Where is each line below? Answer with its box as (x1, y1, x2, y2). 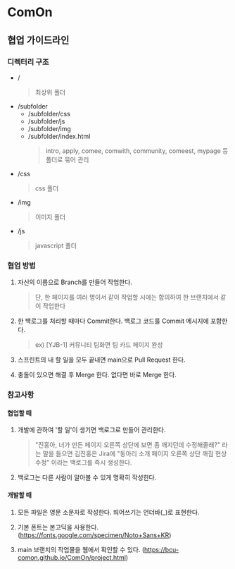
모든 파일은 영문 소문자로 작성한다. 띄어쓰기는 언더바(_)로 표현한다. (17, 508, 200, 516)
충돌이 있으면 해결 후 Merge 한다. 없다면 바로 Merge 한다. (17, 371, 177, 379)
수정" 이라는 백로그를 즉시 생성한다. (34, 458, 132, 467)
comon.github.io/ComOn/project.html (17, 553, 127, 561)
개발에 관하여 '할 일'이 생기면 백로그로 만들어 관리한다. (17, 426, 167, 434)
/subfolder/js (27, 117, 65, 126)
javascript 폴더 (34, 241, 77, 250)
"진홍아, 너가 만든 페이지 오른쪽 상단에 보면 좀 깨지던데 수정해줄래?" (34, 441, 220, 449)
